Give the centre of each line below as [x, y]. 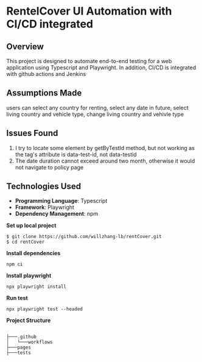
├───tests [19, 353]
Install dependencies [33, 253]
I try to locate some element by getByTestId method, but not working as [105, 148]
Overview [25, 46]
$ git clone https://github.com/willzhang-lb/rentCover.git [84, 237]
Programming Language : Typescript [61, 201]
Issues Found [32, 133]
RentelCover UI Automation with [89, 11]
